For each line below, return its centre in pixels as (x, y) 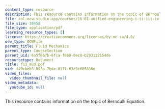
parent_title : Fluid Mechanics (37, 46)
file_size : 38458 (23, 23)
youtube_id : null (27, 87)
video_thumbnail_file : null (38, 78)
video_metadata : (22, 82)
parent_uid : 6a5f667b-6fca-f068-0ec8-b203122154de (58, 55)
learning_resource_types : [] (35, 32)
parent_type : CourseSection (34, 51)
